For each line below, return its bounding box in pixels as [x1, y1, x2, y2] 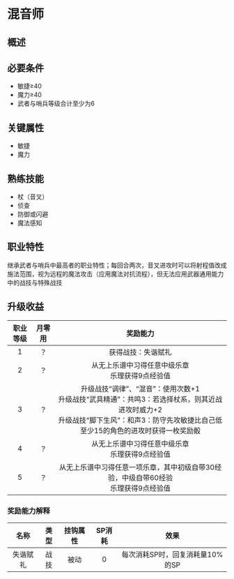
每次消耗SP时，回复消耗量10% [121, 549, 224, 559]
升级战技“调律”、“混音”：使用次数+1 [81, 384, 201, 393]
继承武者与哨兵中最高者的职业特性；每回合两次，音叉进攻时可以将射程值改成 [7, 261, 227, 269]
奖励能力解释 [7, 506, 51, 516]
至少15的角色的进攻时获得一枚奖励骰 [79, 426, 201, 435]
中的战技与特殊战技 [7, 278, 63, 287]
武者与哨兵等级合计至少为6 [17, 99, 95, 108]
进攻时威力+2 [118, 405, 162, 414]
